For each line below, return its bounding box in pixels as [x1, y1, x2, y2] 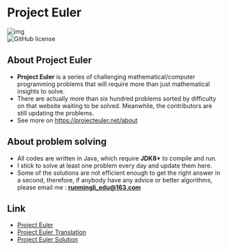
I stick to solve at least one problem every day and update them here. [16, 161, 213, 169]
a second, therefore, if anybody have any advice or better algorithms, [16, 176, 213, 184]
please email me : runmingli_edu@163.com [16, 183, 142, 191]
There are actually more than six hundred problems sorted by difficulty [16, 94, 217, 102]
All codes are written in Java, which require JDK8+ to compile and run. [16, 154, 217, 162]
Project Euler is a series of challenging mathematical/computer [16, 72, 196, 81]
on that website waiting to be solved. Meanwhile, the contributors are [16, 101, 213, 110]
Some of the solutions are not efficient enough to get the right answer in [16, 169, 221, 177]
